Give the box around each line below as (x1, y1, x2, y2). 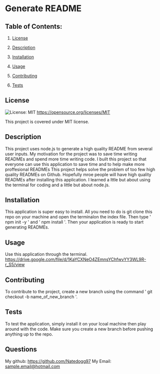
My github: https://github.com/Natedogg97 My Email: (5, 358, 112, 364)
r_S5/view (5, 262, 25, 267)
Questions (5, 345, 37, 354)
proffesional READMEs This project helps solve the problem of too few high (5, 166, 156, 172)
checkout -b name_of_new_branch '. (5, 294, 78, 300)
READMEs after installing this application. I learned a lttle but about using (5, 177, 151, 182)
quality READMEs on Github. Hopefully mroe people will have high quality (5, 171, 152, 178)
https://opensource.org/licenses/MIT (36, 109, 111, 115)
